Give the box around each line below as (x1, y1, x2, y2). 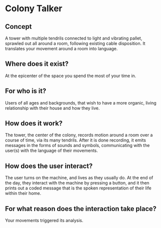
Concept (5, 22, 32, 31)
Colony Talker (5, 3, 62, 14)
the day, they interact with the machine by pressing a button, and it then (5, 180, 150, 186)
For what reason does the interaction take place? (5, 205, 157, 213)
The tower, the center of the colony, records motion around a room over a (5, 132, 153, 138)
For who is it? (5, 87, 46, 95)
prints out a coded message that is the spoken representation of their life (5, 185, 152, 191)
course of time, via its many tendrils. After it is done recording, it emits (5, 137, 146, 143)
